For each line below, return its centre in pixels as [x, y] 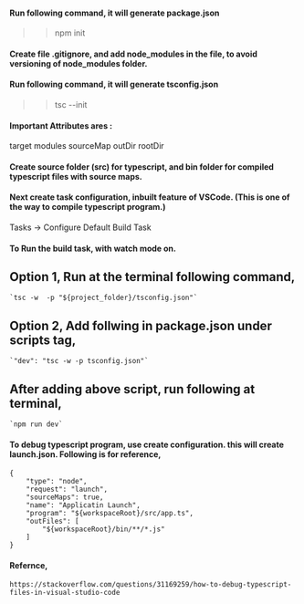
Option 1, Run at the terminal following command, [152, 277]
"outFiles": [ [52, 521]
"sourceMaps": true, [65, 497]
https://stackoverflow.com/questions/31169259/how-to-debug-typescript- [151, 585]
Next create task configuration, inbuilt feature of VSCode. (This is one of [150, 197]
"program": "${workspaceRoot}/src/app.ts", [110, 514]
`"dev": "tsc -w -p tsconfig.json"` [79, 361]
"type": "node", [57, 482]
